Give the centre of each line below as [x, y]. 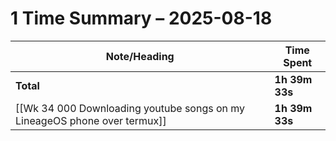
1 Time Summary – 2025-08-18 [141, 18]
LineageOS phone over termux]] [91, 120]
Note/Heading [140, 56]
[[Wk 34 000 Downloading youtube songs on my [130, 108]
